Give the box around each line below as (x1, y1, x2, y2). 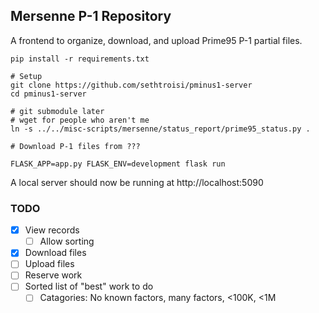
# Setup (10, 71, 43, 81)
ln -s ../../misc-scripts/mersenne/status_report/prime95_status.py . (10, 124, 311, 134)
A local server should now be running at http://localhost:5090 (10, 176, 264, 188)
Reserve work (24, 269, 83, 281)
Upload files (24, 258, 75, 270)
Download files (24, 247, 87, 259)
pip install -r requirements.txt (10, 54, 150, 64)
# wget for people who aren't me (10, 115, 150, 125)
